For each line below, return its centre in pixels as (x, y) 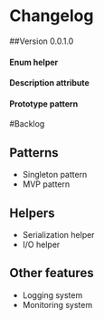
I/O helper (41, 244)
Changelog (52, 16)
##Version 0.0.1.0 (42, 41)
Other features (52, 273)
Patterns (34, 153)
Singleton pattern (55, 175)
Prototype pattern (44, 103)
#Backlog (27, 124)
